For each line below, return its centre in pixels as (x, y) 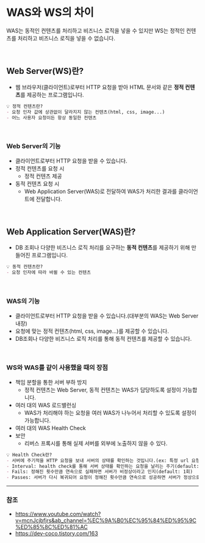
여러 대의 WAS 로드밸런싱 (46, 405)
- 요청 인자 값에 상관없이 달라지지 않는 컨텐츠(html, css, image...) (86, 112)
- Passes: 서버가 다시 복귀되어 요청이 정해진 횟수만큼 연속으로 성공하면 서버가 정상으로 (103, 478)
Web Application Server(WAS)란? (71, 232)
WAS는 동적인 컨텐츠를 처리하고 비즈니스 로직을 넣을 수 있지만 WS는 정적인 (95, 31)
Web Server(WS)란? (45, 71)
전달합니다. (49, 199)
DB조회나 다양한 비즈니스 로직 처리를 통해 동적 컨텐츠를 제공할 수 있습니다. (103, 338)
